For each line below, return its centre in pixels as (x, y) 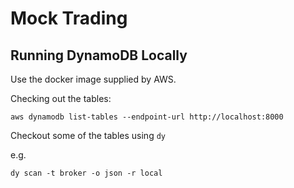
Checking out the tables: (61, 98)
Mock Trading (69, 18)
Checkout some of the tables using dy (88, 135)
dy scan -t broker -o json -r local (86, 173)
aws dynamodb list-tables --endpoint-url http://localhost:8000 (147, 117)
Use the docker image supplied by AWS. (93, 79)
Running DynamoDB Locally (99, 55)
